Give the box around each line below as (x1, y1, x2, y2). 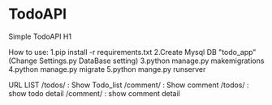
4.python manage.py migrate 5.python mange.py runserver (8, 64, 206, 73)
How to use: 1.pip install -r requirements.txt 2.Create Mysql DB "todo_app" (8, 47, 257, 57)
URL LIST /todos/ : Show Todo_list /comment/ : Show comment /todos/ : (8, 80, 249, 90)
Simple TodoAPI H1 (8, 31, 71, 41)
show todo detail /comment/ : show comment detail (8, 88, 180, 98)
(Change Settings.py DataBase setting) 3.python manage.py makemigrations (8, 56, 265, 65)
